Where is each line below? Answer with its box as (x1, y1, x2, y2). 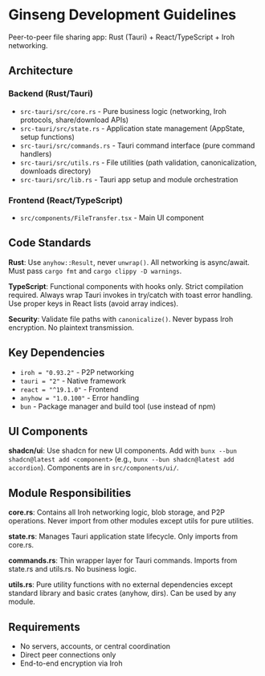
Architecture (8, 64, 74, 78)
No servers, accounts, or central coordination (19, 641, 171, 651)
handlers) (19, 149, 52, 158)
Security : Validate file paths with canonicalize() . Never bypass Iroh (8, 314, 234, 324)
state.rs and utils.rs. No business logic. (8, 564, 137, 574)
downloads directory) (19, 166, 92, 176)
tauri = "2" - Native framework (19, 376, 127, 385)
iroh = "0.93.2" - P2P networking (19, 367, 135, 377)
